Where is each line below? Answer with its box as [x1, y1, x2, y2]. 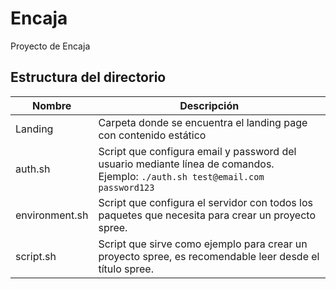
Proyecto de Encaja [10, 40, 91, 52]
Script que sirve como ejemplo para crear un [98, 237, 308, 251]
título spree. [98, 262, 154, 276]
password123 [98, 182, 155, 193]
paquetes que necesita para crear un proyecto [98, 208, 316, 222]
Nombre [32, 98, 72, 112]
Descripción [179, 98, 240, 112]
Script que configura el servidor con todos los [98, 195, 314, 209]
